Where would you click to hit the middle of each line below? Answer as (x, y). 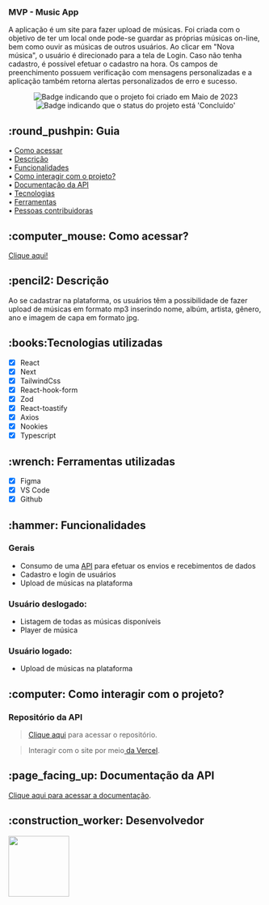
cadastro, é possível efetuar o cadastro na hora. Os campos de (113, 64)
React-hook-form (49, 390)
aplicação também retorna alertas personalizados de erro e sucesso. (123, 81)
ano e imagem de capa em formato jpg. (74, 317)
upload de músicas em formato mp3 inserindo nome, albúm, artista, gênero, (135, 309)
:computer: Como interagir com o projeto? (116, 694)
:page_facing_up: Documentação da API (111, 776)
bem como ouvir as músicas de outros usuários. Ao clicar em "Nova (122, 47)
